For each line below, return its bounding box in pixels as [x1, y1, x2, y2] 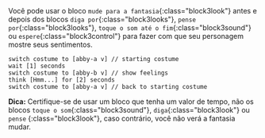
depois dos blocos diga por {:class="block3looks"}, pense [8, 14, 197, 24]
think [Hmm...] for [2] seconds [8, 76, 115, 84]
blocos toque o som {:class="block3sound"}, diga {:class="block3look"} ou [8, 105, 250, 114]
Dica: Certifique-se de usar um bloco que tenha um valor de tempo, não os [8, 97, 254, 106]
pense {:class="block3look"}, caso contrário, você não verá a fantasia [8, 113, 236, 123]
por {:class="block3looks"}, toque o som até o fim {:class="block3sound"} [8, 23, 252, 33]
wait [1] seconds [8, 62, 66, 70]
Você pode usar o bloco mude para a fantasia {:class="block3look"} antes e [8, 6, 258, 15]
